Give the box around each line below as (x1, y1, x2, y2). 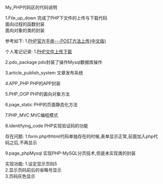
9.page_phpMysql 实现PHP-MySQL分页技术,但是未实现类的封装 (5, 150, 136, 156)
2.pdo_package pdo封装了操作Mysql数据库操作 (5, 59, 103, 65)
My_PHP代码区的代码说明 (5, 4, 57, 10)
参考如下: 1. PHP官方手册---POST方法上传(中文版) (5, 38, 106, 44)
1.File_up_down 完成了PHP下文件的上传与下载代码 (5, 15, 108, 21)
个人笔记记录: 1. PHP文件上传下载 (5, 49, 72, 54)
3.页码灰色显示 (5, 174, 36, 179)
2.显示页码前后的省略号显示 (5, 167, 62, 173)
